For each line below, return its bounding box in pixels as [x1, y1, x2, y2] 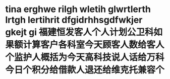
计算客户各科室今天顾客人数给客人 [23, 39, 165, 51]
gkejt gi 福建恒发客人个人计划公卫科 [5, 27, 154, 38]
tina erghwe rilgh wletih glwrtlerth [5, 4, 151, 15]
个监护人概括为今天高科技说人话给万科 [5, 52, 165, 63]
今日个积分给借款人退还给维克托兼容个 [5, 64, 165, 76]
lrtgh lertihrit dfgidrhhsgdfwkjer [5, 14, 143, 26]
